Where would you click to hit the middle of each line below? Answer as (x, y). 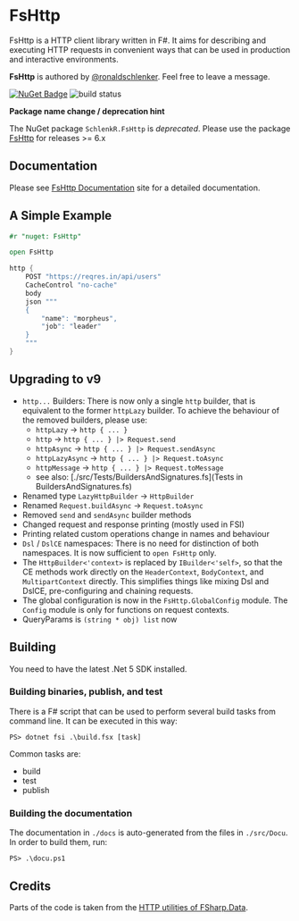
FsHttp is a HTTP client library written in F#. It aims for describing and (137, 40)
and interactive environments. (64, 59)
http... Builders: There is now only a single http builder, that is (139, 401)
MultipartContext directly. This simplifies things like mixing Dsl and (145, 581)
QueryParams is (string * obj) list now (100, 619)
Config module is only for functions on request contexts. (125, 609)
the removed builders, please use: (85, 420)
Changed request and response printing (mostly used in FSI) (133, 524)
